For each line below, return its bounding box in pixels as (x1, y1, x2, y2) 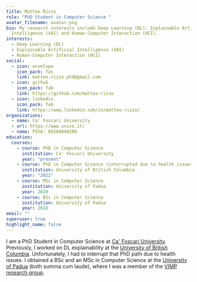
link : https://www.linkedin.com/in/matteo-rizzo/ (16, 107, 141, 113)
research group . (6, 268, 45, 276)
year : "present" (21, 156, 62, 162)
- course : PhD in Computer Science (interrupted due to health (16, 162, 175, 167)
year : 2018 (21, 205, 49, 211)
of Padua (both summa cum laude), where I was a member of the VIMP (6, 263, 178, 270)
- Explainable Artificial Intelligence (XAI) (11, 47, 125, 53)
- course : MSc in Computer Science (16, 178, 104, 184)
